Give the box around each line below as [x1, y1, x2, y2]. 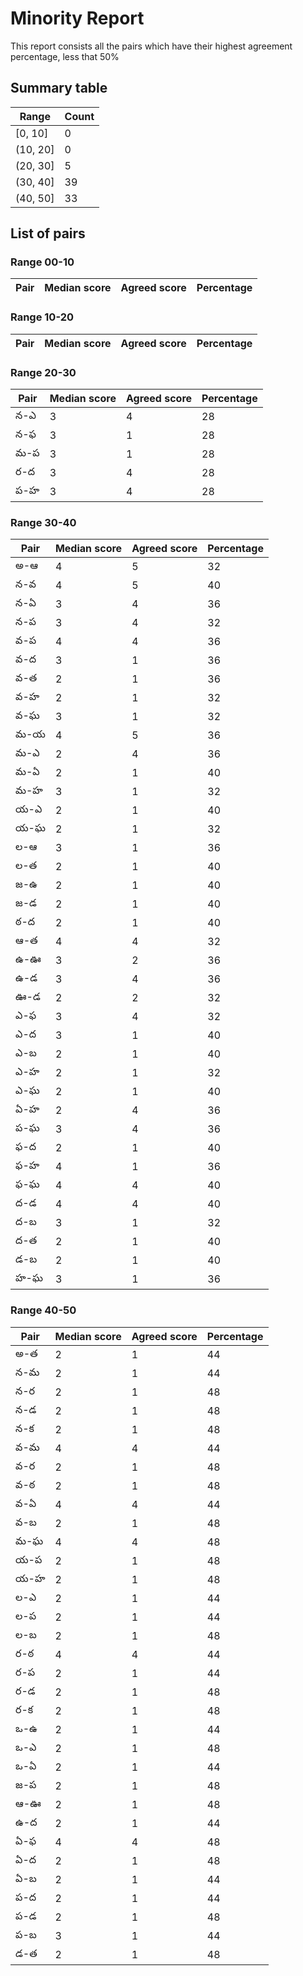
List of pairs [10, 225, 86, 242]
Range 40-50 [10, 1303, 77, 1317]
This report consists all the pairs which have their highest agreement [10, 40, 293, 52]
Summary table [10, 80, 108, 97]
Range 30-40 [10, 515, 77, 529]
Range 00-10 [10, 255, 75, 269]
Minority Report [10, 7, 145, 30]
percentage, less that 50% [10, 50, 120, 62]
